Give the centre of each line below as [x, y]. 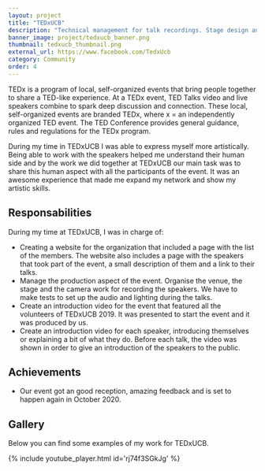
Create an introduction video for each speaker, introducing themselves [134, 331]
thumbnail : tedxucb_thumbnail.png [65, 45]
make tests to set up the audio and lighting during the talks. [116, 297]
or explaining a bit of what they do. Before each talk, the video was [128, 339]
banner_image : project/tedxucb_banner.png [79, 37]
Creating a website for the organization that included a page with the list [137, 247]
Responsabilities [50, 213]
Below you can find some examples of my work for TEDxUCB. [108, 443]
